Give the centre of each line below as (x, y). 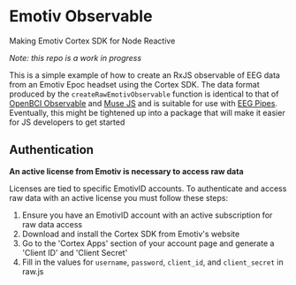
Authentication (52, 150)
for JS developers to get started (67, 122)
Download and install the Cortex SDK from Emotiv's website (131, 234)
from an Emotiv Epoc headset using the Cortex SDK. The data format (135, 84)
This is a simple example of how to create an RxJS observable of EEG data (145, 75)
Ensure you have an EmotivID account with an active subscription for (147, 215)
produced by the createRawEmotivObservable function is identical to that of (144, 94)
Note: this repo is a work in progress (76, 58)
